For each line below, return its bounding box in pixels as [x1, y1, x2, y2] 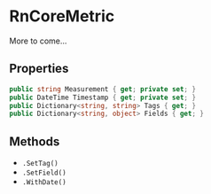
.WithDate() [21, 178, 66, 187]
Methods [9, 134, 60, 149]
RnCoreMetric [9, 6, 115, 27]
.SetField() [21, 168, 66, 178]
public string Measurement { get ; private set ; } [9, 84, 197, 94]
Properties [9, 61, 69, 76]
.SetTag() [21, 159, 59, 168]
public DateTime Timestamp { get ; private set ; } [9, 93, 197, 102]
